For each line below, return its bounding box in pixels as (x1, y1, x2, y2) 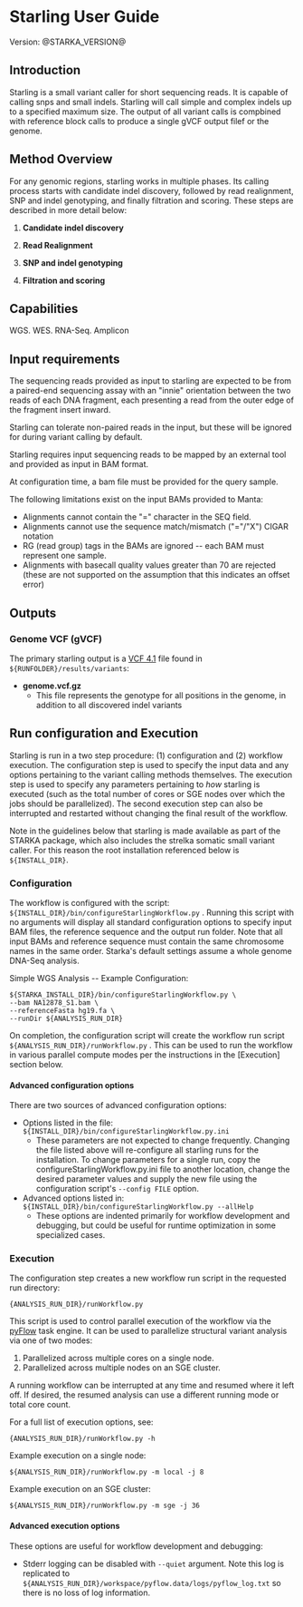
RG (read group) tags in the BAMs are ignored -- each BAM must (22, 541, 264, 551)
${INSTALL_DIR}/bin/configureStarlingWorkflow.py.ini (22, 1127, 230, 1136)
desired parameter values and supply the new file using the (35, 1174, 258, 1184)
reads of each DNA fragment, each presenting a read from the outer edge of (9, 394, 294, 405)
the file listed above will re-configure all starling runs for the (35, 1144, 260, 1155)
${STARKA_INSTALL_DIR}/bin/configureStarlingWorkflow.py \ (9, 990, 237, 999)
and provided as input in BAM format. (9, 459, 149, 470)
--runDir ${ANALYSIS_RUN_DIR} (9, 1014, 124, 1023)
